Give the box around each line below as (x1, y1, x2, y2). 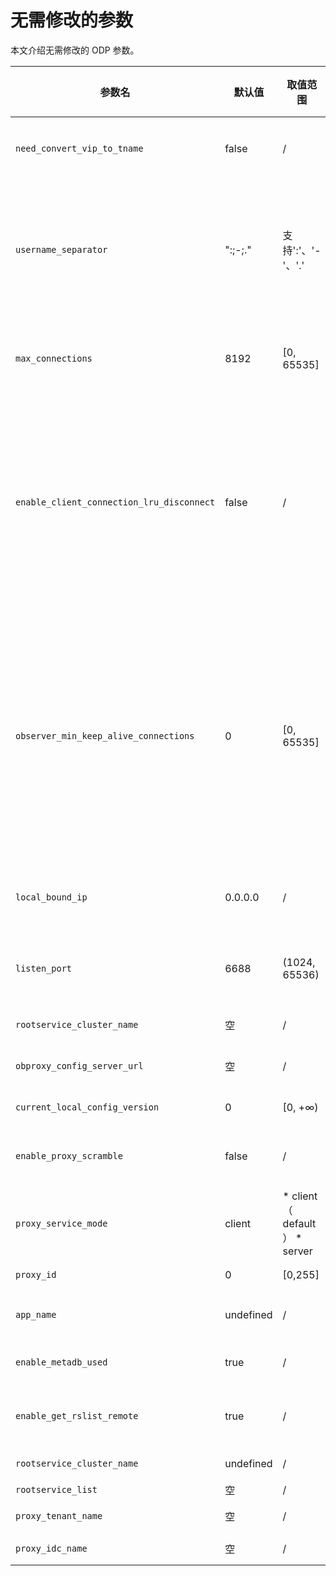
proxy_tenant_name (15, 1510, 103, 1521)
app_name (15, 1309, 57, 1320)
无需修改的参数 (10, 9, 134, 32)
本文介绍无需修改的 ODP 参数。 (10, 44, 140, 56)
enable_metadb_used (15, 1356, 108, 1368)
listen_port (15, 962, 73, 974)
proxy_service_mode (15, 1217, 108, 1229)
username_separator (15, 244, 108, 255)
